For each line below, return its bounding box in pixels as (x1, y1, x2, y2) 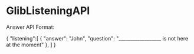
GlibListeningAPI (6, 4, 90, 18)
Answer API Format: (6, 23, 55, 31)
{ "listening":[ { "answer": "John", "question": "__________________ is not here (6, 35, 189, 42)
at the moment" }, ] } (6, 41, 56, 48)
